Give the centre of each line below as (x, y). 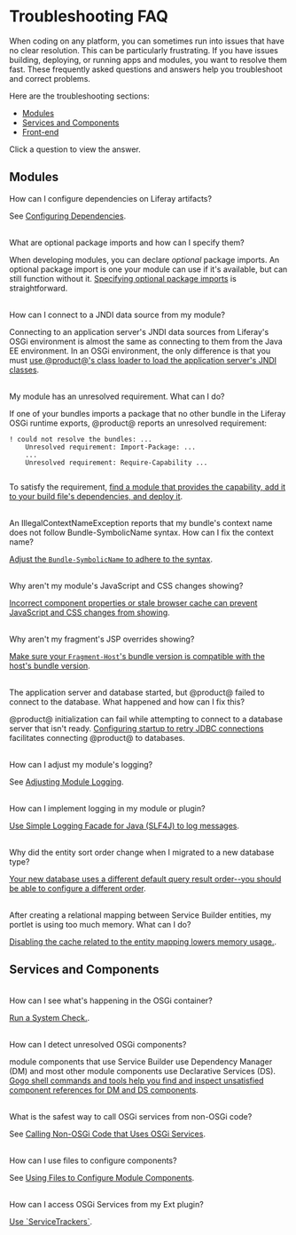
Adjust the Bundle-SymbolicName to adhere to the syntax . (111, 559)
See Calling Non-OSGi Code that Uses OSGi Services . (108, 1134)
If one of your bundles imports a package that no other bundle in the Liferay (148, 413)
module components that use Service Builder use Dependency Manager (141, 1061)
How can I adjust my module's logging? (81, 764)
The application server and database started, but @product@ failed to (137, 692)
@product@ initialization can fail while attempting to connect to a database (146, 719)
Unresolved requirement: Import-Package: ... (111, 447)
